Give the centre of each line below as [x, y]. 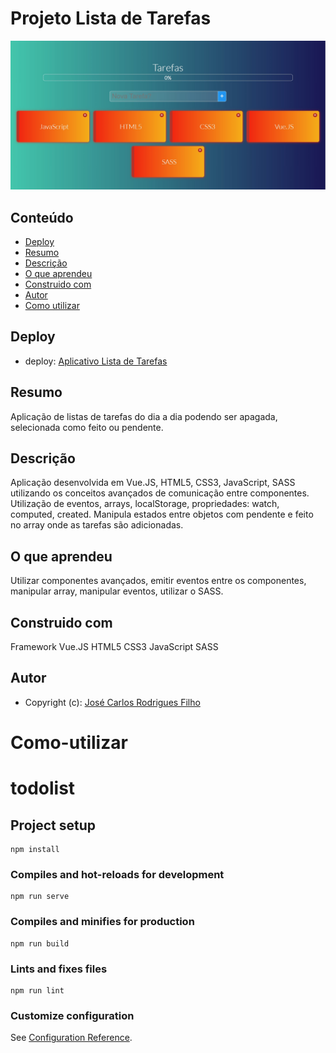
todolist [43, 788]
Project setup [53, 825]
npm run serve [40, 897]
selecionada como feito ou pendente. [87, 427]
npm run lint [37, 990]
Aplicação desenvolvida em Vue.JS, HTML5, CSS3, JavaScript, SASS [153, 483]
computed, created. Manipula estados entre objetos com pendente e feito [162, 514]
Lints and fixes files [59, 969]
